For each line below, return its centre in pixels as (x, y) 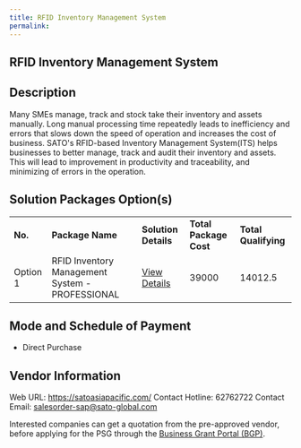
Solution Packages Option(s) (91, 199)
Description (43, 93)
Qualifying (262, 240)
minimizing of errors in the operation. (77, 171)
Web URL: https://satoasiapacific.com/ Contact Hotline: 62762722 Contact (147, 397)
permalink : (30, 26)
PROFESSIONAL (86, 294)
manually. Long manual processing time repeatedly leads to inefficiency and (150, 124)
